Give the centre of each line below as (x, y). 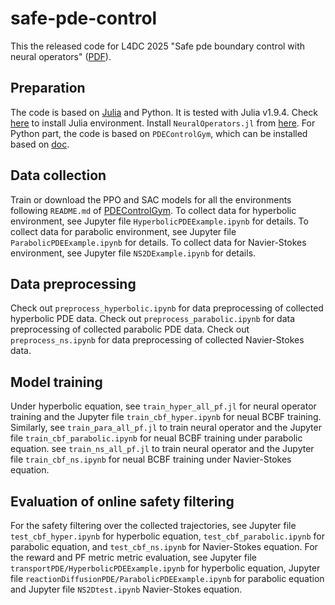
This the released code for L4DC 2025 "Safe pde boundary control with (158, 46)
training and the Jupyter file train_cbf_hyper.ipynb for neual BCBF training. (166, 417)
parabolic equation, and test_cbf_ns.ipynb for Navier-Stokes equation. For (164, 546)
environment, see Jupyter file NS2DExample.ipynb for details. (133, 253)
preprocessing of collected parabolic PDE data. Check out (130, 329)
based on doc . (40, 144)
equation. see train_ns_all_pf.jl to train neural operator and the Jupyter (162, 449)
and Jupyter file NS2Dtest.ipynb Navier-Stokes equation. (126, 589)
